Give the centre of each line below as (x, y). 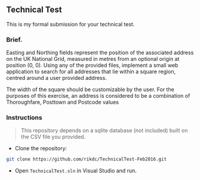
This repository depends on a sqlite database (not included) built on (104, 131)
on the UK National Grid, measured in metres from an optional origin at (93, 59)
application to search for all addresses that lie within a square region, (91, 72)
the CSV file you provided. (53, 137)
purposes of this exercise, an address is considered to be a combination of (98, 96)
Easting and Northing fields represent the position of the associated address (100, 52)
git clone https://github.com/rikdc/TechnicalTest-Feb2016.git (87, 159)
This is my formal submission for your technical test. (70, 24)
